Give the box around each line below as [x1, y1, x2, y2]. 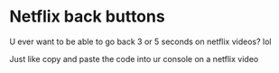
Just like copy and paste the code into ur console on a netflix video [9, 53, 259, 64]
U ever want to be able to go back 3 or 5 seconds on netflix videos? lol [9, 36, 272, 47]
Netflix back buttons [9, 6, 165, 27]
